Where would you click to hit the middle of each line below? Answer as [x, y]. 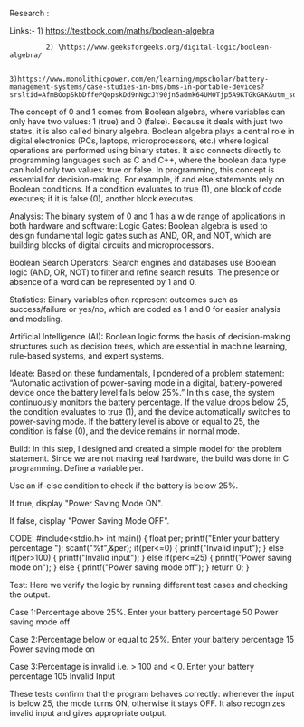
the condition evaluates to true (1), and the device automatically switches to [150, 412]
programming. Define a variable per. [77, 468]
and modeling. [36, 319]
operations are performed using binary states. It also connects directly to [146, 150]
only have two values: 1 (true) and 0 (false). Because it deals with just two [146, 121]
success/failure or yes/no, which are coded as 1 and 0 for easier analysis [145, 309]
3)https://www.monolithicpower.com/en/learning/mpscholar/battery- [139, 79]
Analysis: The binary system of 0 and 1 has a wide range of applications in [147, 216]
